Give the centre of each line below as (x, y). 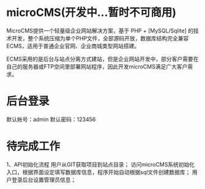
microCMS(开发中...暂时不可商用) (91, 13)
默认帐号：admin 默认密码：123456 (51, 119)
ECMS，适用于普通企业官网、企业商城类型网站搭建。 (73, 46)
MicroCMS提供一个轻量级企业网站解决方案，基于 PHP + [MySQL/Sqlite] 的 (100, 31)
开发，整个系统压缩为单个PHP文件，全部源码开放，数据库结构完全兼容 (100, 38)
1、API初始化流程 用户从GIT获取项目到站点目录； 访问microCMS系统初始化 (101, 164)
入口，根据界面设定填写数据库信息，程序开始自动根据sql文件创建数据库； (99, 172)
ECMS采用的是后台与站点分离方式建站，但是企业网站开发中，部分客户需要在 (102, 59)
